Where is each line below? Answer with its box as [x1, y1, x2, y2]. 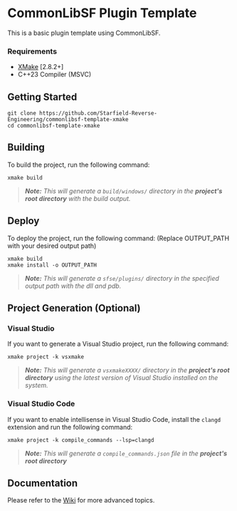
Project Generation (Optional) [7, 302, 141, 314]
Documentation [7, 478, 78, 490]
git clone [7, 110, 37, 117]
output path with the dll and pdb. [24, 282, 122, 290]
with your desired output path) [7, 241, 97, 250]
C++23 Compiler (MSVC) [17, 70, 92, 79]
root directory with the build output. [24, 194, 131, 202]
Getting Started [7, 91, 78, 103]
